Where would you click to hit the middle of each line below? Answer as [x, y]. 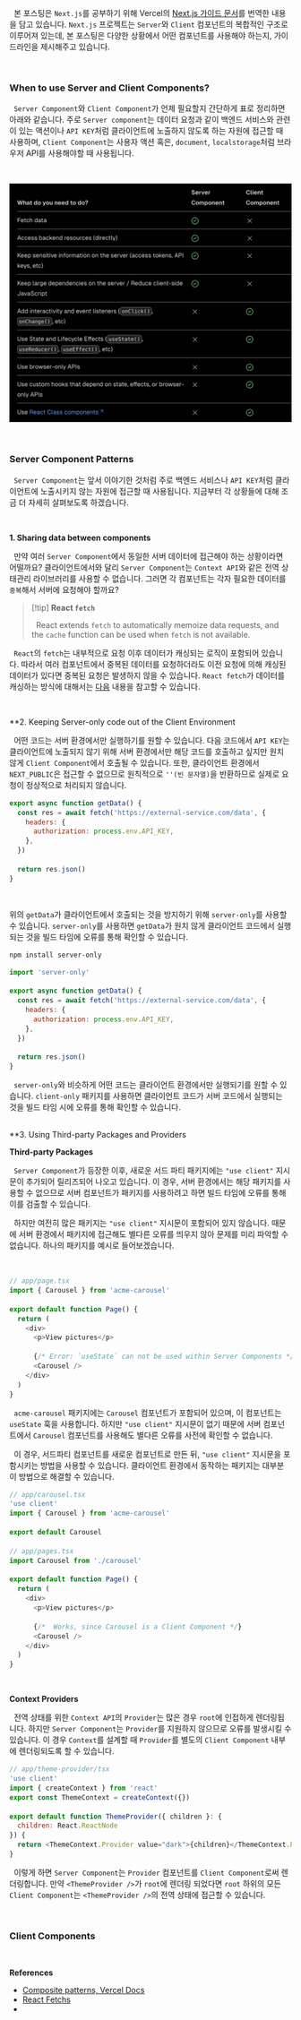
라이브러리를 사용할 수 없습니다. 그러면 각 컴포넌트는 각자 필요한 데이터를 [159, 578]
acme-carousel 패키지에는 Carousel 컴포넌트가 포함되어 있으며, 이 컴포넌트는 [147, 1413]
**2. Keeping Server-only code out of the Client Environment [122, 722]
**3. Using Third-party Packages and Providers [98, 1135]
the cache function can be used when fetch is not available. [141, 634]
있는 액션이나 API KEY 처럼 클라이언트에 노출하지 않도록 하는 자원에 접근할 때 [151, 131]
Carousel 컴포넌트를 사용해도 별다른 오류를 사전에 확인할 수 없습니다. [153, 1435]
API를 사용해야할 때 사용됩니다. [80, 153]
